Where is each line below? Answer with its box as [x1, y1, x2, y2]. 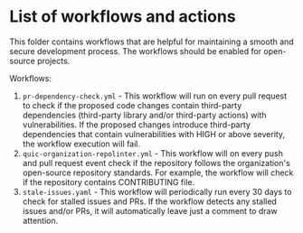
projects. [37, 55, 71, 66]
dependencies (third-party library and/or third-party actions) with [22, 109, 267, 120]
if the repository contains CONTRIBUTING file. [22, 176, 195, 187]
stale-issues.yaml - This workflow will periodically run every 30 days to [22, 186, 292, 197]
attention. [22, 215, 59, 226]
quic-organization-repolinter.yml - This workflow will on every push [22, 147, 283, 159]
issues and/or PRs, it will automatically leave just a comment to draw [22, 205, 278, 216]
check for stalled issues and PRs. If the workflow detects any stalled [22, 196, 278, 207]
